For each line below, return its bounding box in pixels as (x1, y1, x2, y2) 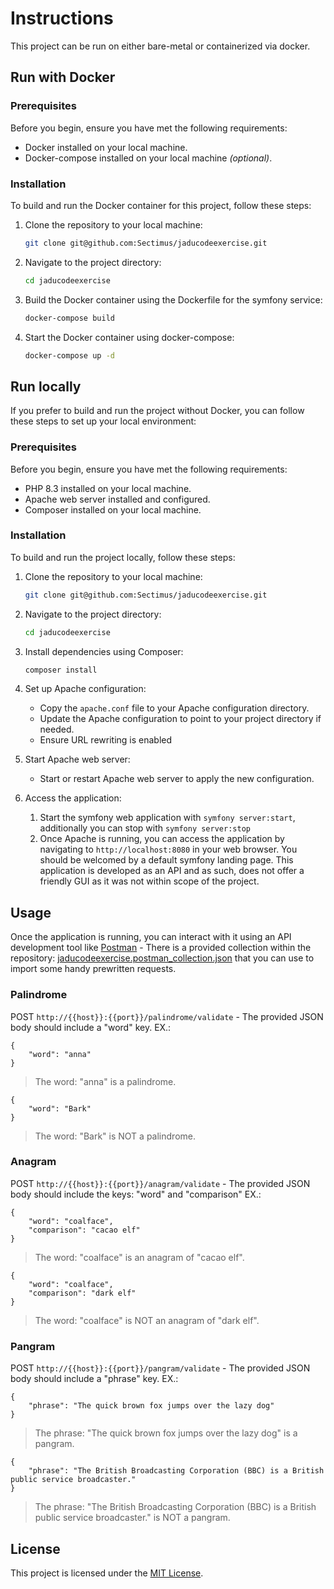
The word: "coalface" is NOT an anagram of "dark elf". (34, 1314, 260, 1326)
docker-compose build (24, 313, 115, 323)
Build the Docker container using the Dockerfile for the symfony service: (24, 293, 323, 306)
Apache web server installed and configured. (24, 493, 211, 505)
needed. (39, 723, 75, 736)
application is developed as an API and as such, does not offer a (39, 865, 305, 877)
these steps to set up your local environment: (10, 415, 197, 427)
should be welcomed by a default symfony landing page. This (39, 854, 294, 866)
